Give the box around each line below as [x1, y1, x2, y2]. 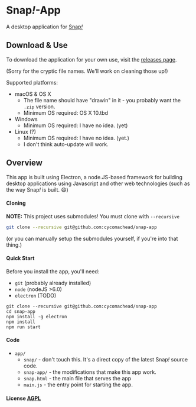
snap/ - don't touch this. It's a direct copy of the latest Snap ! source [23, 356, 188, 363]
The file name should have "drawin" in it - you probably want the [23, 96, 181, 104]
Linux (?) [14, 128, 37, 135]
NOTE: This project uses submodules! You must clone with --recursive [6, 212, 180, 219]
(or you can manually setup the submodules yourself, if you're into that [6, 235, 178, 242]
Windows [14, 115, 38, 122]
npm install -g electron [6, 314, 67, 319]
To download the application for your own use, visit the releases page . [6, 56, 177, 63]
